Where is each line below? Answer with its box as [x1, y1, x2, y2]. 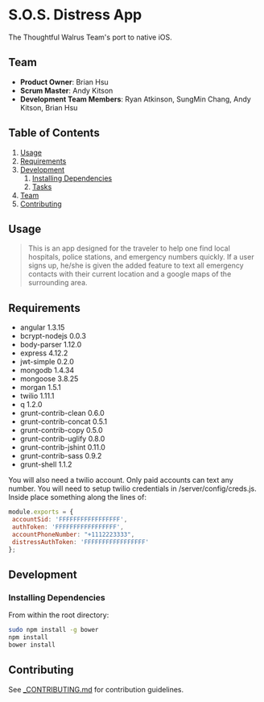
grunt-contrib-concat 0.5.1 [19, 417, 107, 426]
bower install [8, 641, 56, 649]
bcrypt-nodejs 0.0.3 [19, 331, 87, 341]
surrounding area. [27, 278, 88, 288]
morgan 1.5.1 [19, 383, 62, 393]
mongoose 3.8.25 [19, 374, 79, 384]
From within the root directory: [8, 610, 109, 620]
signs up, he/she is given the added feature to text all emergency [27, 260, 244, 271]
